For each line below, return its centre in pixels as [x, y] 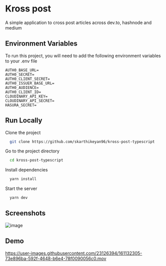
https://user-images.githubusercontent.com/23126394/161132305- [74, 253]
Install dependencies [27, 170]
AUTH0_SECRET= [20, 74]
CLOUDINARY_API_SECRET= [30, 100]
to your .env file [21, 61]
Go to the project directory [32, 151]
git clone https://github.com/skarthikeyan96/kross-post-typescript [82, 141]
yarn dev [19, 198]
